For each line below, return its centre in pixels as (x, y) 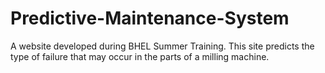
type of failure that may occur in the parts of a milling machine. (140, 56)
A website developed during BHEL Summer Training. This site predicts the (162, 46)
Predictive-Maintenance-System (150, 18)
